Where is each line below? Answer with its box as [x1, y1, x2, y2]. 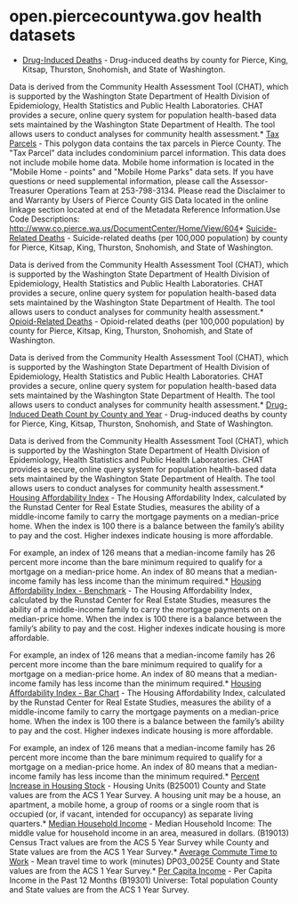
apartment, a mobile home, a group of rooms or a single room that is [9, 799, 260, 810]
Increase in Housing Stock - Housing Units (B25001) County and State [9, 780, 267, 791]
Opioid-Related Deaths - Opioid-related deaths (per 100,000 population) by [9, 316, 285, 327]
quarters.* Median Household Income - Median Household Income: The [9, 818, 273, 828]
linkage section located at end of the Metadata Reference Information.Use [9, 204, 281, 214]
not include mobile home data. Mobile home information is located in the [9, 157, 275, 167]
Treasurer [9, 185, 45, 196]
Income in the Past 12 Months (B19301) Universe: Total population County [9, 875, 278, 885]
